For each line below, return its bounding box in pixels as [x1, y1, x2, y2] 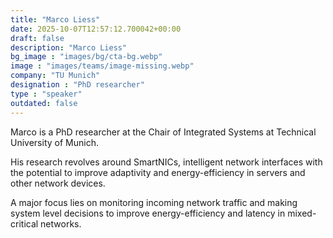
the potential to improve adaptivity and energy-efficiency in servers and [10, 166, 306, 178]
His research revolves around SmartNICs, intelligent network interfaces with [10, 156, 323, 168]
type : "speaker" [10, 89, 83, 99]
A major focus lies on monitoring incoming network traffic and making [10, 196, 298, 208]
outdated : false [10, 98, 78, 108]
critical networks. [10, 217, 82, 230]
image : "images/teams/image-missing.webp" [10, 61, 195, 71]
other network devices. [10, 177, 106, 189]
